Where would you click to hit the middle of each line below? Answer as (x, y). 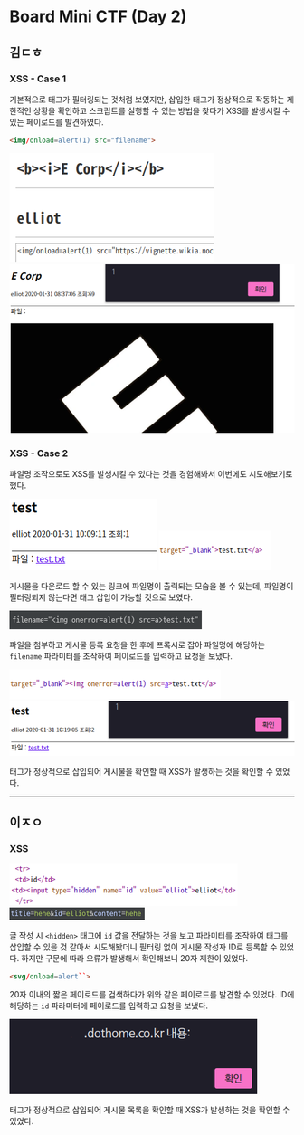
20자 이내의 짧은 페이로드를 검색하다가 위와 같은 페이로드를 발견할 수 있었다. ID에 (152, 995)
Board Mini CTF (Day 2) (98, 17)
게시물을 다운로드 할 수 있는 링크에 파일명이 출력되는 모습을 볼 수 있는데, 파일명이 (152, 587)
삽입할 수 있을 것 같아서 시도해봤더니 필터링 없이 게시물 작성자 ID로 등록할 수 (143, 947)
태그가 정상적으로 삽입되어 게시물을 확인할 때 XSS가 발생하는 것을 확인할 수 (142, 771)
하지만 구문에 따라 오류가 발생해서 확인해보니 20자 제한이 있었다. (135, 958)
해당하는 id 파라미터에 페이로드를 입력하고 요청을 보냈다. (109, 1006)
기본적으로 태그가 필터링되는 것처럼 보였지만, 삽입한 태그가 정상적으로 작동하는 (147, 99)
